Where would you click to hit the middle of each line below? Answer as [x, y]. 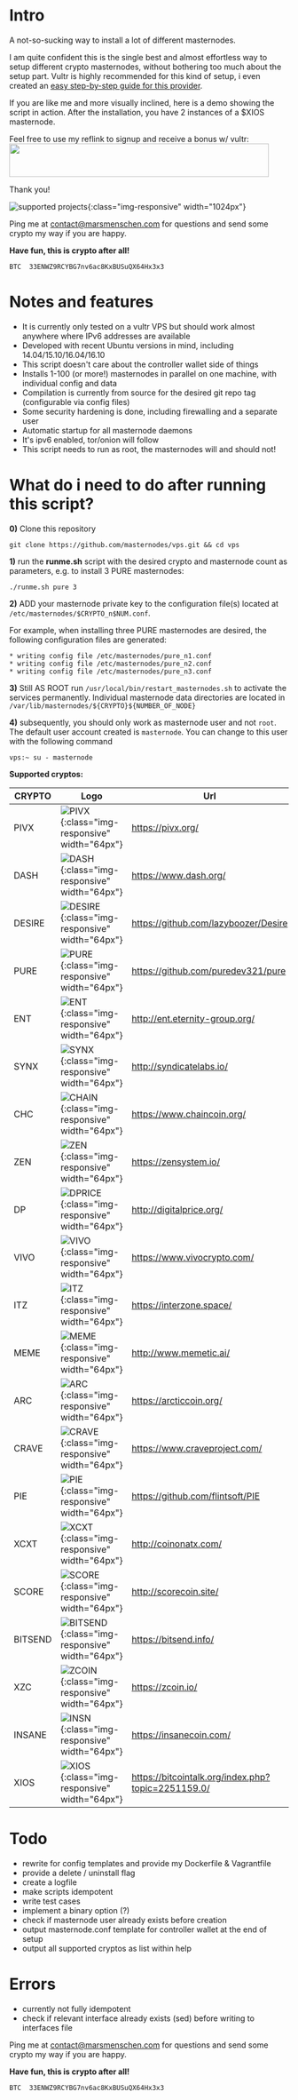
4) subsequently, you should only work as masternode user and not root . [143, 722]
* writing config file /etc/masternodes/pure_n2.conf [111, 664]
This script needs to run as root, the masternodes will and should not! [149, 449]
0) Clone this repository [52, 529]
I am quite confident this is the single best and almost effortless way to [138, 57]
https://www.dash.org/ [179, 875]
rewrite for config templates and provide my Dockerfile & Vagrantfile [147, 1863]
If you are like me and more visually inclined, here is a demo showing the [142, 102]
